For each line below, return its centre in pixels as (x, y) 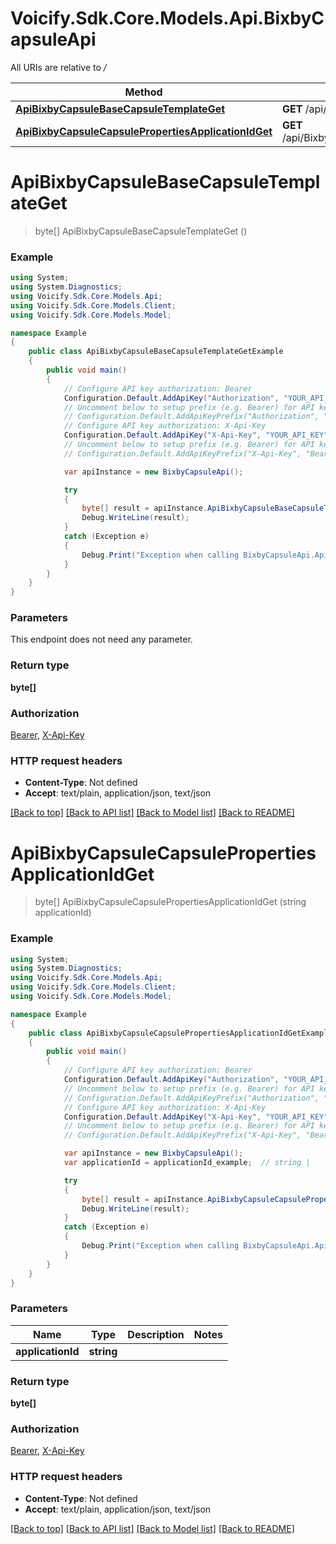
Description (156, 1334)
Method (143, 92)
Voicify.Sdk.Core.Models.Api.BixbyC (167, 18)
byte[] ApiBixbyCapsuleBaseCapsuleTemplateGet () (141, 231)
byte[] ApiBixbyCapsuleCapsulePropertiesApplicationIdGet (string (170, 902)
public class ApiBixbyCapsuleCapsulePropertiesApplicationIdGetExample (180, 1033)
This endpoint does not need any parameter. (101, 639)
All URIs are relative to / (58, 67)
